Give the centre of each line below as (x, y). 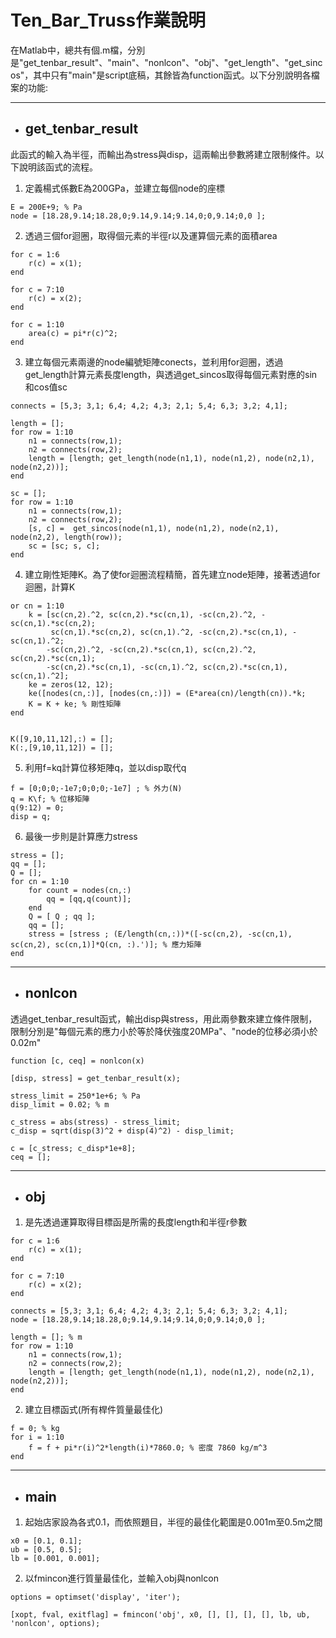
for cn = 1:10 (40, 881)
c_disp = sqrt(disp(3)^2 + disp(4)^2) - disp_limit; (122, 1131)
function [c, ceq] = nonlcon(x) (77, 1061)
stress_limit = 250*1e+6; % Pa (75, 1096)
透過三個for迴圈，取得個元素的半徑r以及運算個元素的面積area (151, 235)
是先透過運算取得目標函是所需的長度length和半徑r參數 (136, 1222)
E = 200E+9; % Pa (46, 207)
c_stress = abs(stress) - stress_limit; (96, 1122)
